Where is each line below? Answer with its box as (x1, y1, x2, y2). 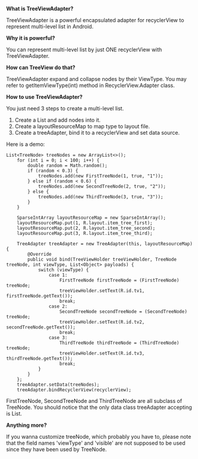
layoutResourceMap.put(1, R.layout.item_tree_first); (17, 220, 153, 226)
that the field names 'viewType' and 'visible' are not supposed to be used (6, 439, 186, 446)
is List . (6, 410, 23, 417)
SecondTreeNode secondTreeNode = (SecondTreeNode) (59, 309, 187, 315)
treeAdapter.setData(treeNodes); (17, 382, 100, 387)
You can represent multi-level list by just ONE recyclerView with (6, 46, 162, 53)
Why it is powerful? (6, 35, 55, 41)
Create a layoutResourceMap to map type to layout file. (14, 123, 150, 130)
